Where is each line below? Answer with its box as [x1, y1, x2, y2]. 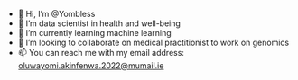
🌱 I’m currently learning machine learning [17, 28, 172, 38]
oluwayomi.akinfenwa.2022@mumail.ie [17, 60, 164, 71]
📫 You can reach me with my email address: [17, 48, 185, 58]
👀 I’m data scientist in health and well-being [17, 18, 181, 29]
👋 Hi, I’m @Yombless [17, 9, 96, 19]
